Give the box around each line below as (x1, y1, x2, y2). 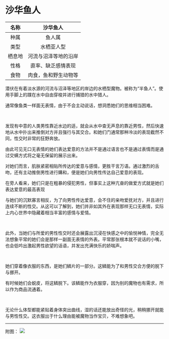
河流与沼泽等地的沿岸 (28, 52, 79, 59)
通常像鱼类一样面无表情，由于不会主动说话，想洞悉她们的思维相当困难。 (5, 102, 155, 108)
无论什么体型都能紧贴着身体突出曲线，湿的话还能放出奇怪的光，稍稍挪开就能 (5, 306, 164, 312)
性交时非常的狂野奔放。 (14, 135, 63, 141)
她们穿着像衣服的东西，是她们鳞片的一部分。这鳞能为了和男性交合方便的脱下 (5, 263, 164, 269)
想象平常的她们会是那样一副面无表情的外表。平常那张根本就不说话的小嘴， (9, 236, 164, 242)
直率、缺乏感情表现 (30, 62, 76, 69)
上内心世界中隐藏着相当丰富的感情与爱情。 (5, 209, 94, 215)
